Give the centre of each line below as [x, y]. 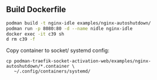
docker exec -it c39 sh [35, 34]
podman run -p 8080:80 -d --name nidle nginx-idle [69, 29]
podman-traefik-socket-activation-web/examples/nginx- [82, 61]
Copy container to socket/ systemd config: [58, 51]
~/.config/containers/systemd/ [52, 72]
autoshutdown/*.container [38, 67]
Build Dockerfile [36, 10]
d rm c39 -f [21, 39]
